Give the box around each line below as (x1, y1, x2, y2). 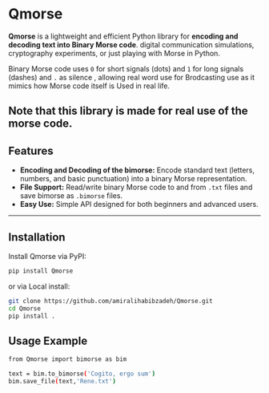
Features (8, 144, 54, 157)
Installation (8, 230, 66, 244)
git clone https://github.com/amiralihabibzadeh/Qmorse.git (8, 297, 214, 305)
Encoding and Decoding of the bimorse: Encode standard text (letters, (19, 165, 255, 175)
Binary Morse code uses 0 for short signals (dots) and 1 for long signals (8, 63, 244, 73)
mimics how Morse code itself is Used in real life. (8, 81, 171, 91)
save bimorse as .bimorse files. (19, 191, 122, 201)
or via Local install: (8, 282, 70, 291)
